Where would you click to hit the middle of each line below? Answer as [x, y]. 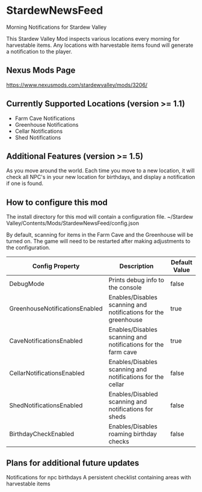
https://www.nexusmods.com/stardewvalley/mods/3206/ [77, 85]
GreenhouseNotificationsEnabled [56, 309]
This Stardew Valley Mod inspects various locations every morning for [93, 38]
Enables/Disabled [133, 394]
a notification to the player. [39, 51]
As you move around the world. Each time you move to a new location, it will [100, 171]
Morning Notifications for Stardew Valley [57, 27]
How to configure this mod [57, 202]
